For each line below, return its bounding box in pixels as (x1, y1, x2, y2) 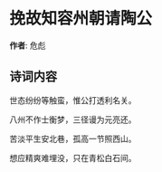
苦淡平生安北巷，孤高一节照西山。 (9, 133, 137, 144)
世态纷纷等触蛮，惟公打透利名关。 (9, 94, 137, 105)
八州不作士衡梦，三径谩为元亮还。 (9, 114, 137, 125)
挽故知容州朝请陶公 (9, 8, 153, 29)
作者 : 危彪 (9, 40, 46, 51)
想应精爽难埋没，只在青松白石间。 (9, 152, 137, 163)
